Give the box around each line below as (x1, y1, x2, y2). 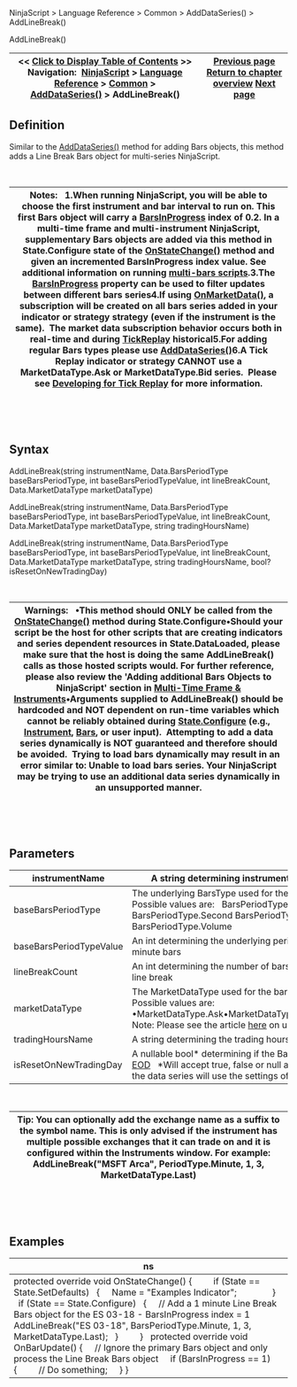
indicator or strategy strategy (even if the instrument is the (21, 310, 276, 322)
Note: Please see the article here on (132, 1019, 280, 1031)
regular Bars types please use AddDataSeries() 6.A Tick (29, 344, 268, 356)
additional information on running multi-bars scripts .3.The (21, 266, 276, 278)
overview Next (212, 77, 276, 89)
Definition (9, 118, 65, 133)
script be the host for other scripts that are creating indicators (14, 626, 283, 639)
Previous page (213, 55, 276, 67)
